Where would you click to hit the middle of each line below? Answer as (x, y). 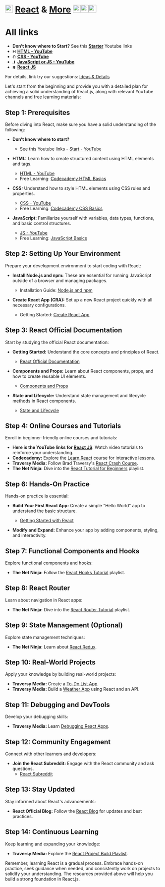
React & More (43, 10)
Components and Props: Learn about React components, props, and (83, 371)
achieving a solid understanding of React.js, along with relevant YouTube (79, 92)
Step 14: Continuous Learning (52, 832)
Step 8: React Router (38, 588)
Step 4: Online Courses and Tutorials (63, 426)
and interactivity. (29, 535)
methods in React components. (44, 401)
